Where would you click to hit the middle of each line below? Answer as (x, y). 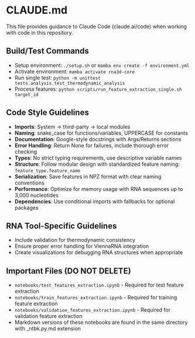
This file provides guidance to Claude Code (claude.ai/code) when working (97, 26)
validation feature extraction (49, 316)
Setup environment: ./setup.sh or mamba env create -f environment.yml (102, 65)
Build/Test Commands (48, 51)
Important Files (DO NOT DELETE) (69, 271)
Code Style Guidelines (47, 113)
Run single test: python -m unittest (57, 77)
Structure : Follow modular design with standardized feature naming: (97, 164)
